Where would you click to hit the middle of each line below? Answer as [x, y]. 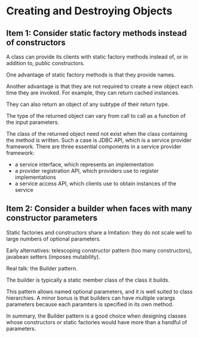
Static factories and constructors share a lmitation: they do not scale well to [99, 232]
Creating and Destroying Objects [89, 11]
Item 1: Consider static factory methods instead [97, 33]
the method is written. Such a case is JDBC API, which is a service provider [99, 140]
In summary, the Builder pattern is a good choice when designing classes [97, 316]
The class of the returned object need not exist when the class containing [97, 134]
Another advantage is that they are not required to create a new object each [99, 86]
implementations [35, 177]
